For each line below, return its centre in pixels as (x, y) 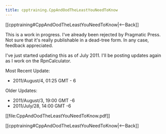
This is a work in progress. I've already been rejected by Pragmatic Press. (83, 34)
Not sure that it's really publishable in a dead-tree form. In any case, (77, 40)
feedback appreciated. (29, 45)
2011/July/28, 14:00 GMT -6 (42, 106)
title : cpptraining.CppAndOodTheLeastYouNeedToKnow (61, 10)
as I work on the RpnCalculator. (38, 61)
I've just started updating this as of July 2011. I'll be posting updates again (83, 55)
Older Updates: (21, 91)
